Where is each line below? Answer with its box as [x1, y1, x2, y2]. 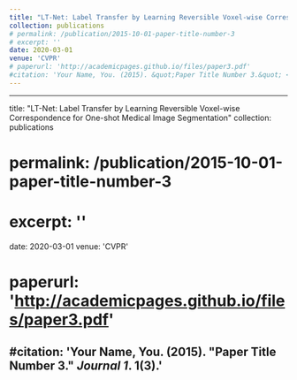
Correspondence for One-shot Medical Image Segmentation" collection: [9, 112, 272, 123]
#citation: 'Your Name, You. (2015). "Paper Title [9, 345, 277, 360]
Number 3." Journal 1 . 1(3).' [9, 359, 163, 374]
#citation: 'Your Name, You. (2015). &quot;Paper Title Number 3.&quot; [9, 71, 283, 80]
